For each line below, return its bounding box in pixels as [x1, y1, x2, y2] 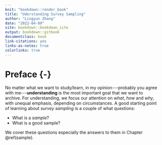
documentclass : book [5, 35, 47, 39]
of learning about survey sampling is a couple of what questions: [5, 106, 135, 111]
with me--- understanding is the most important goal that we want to [5, 90, 144, 96]
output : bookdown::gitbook [5, 30, 60, 35]
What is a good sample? [12, 120, 61, 126]
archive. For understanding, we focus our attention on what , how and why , [5, 95, 155, 101]
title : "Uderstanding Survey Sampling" [5, 12, 86, 17]
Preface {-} [5, 69, 52, 80]
